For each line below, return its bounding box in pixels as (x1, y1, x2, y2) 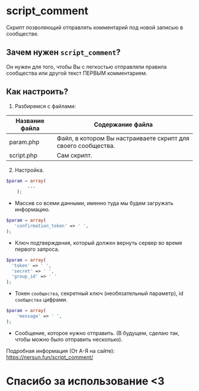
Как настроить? (6, 87, 69, 97)
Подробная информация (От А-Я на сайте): (6, 347, 115, 354)
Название (15, 116, 45, 125)
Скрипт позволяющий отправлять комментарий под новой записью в (6, 24, 184, 31)
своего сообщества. (56, 141, 115, 150)
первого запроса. (14, 245, 60, 253)
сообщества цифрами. (14, 296, 68, 304)
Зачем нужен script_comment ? (6, 48, 121, 58)
